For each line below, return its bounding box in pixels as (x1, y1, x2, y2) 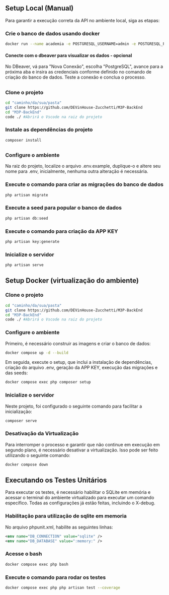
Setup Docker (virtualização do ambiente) (5, 277, 139, 285)
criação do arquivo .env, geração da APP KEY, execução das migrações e (5, 365, 158, 371)
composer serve (5, 418, 37, 423)
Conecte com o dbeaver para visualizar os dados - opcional (5, 52, 132, 58)
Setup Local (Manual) (5, 4, 74, 13)
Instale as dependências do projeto (5, 126, 93, 133)
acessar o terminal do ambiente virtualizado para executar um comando (5, 495, 154, 501)
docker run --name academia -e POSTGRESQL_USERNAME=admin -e (5, 41, 136, 47)
